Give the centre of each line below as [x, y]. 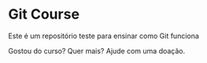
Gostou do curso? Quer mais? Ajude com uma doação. [97, 51]
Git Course [44, 14]
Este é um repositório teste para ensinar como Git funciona [103, 36]
